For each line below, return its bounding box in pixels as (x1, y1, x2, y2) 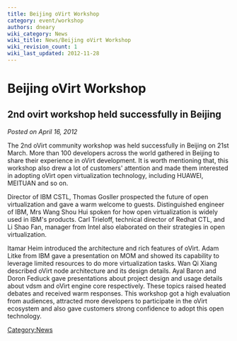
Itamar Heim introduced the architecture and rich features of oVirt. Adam (7, 244, 219, 252)
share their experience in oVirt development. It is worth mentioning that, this (7, 156, 229, 164)
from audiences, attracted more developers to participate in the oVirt (7, 296, 207, 305)
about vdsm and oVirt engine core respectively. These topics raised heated (7, 281, 226, 290)
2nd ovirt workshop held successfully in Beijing (7, 108, 221, 121)
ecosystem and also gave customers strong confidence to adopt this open (7, 304, 224, 313)
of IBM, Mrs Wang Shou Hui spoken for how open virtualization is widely (7, 207, 218, 216)
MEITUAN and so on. (7, 179, 69, 187)
